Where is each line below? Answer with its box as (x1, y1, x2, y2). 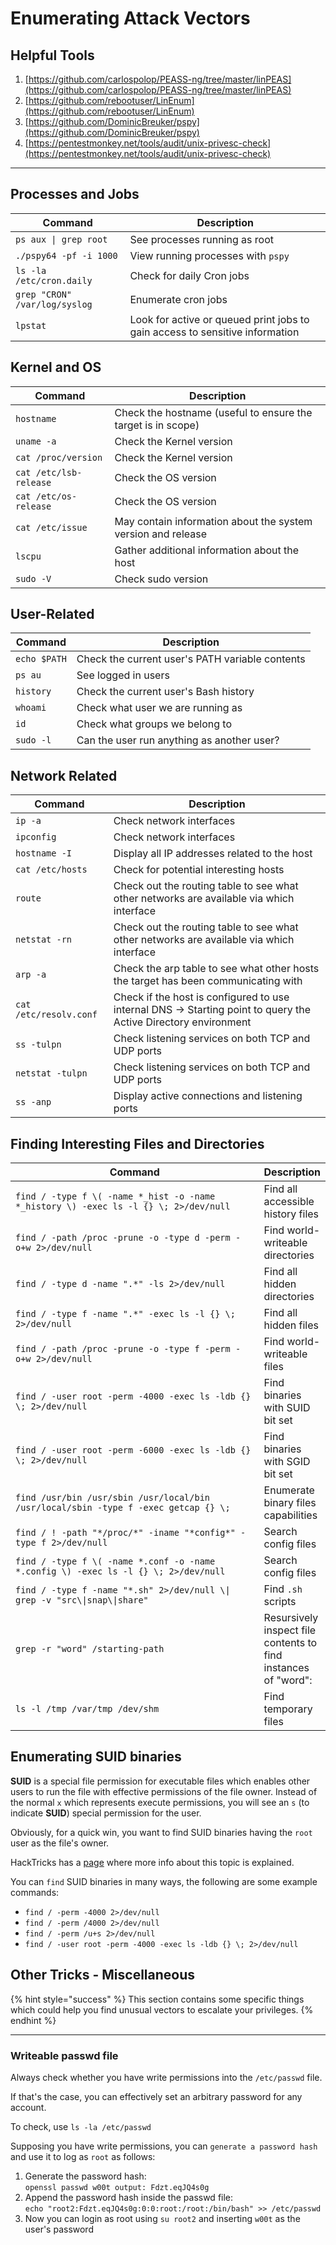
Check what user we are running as (76, 701, 243, 715)
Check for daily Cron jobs (129, 268, 250, 282)
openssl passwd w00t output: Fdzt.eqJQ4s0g (24, 2182, 210, 2192)
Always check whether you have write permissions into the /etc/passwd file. (10, 2071, 323, 2083)
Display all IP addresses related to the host (113, 847, 313, 861)
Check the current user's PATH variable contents (76, 652, 306, 666)
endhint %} (10, 2014, 57, 2026)
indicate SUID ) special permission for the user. (10, 1807, 202, 1819)
